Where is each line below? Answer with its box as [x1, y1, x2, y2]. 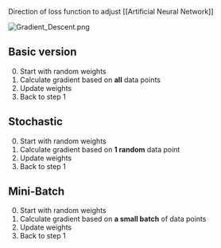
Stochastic [8, 115, 64, 128]
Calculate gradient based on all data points [19, 75, 161, 85]
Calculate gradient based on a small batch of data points [19, 215, 207, 224]
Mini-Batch [8, 185, 65, 199]
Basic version [8, 45, 77, 59]
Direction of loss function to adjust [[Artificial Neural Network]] [8, 7, 214, 16]
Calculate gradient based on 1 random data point [19, 144, 180, 154]
